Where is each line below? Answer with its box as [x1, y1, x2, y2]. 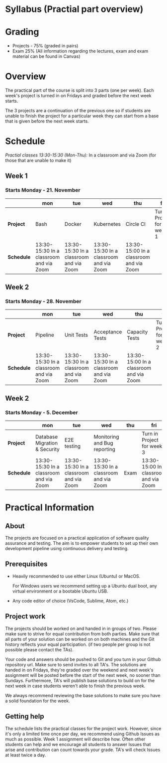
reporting [93, 446, 116, 453]
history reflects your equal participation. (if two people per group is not [5, 641, 151, 647]
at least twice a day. [5, 752, 46, 758]
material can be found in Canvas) [12, 53, 81, 59]
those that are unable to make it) [5, 157, 72, 163]
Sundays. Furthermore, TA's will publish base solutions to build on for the [5, 677, 155, 683]
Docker [64, 220, 82, 227]
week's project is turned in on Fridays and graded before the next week [5, 93, 152, 99]
